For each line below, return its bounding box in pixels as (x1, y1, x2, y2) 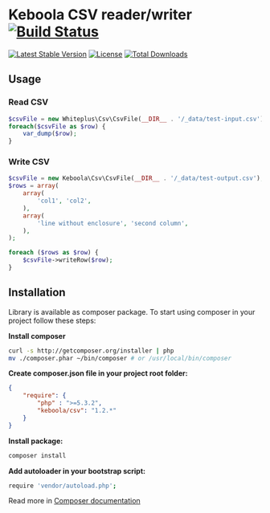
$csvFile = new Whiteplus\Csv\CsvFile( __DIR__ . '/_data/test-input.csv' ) (8, 115, 264, 123)
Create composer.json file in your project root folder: (8, 368, 188, 378)
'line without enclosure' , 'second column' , (37, 219, 189, 227)
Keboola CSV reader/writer (8, 6, 193, 24)
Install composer (8, 331, 66, 340)
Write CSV (8, 157, 51, 168)
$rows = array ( (8, 182, 59, 190)
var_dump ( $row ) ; (22, 130, 78, 138)
